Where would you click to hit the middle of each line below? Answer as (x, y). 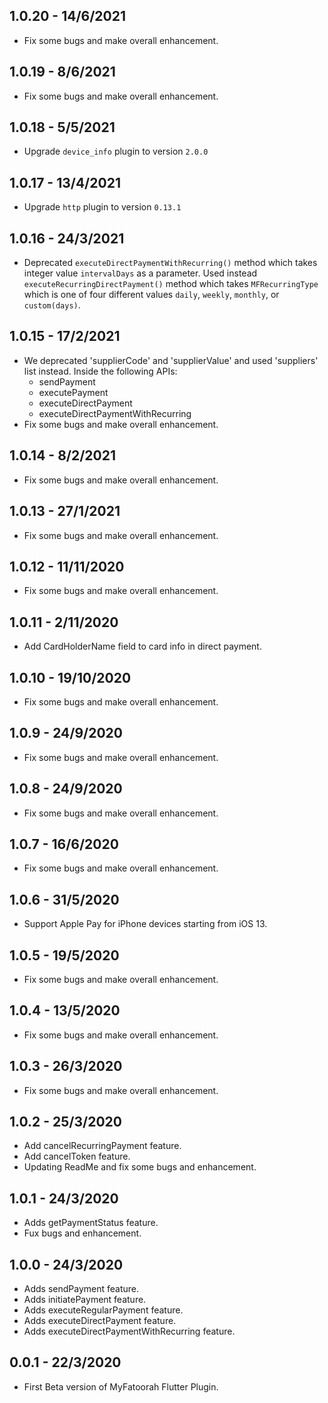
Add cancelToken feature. (77, 1156)
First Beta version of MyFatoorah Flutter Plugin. (121, 1386)
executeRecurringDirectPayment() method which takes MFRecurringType (171, 284)
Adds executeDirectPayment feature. (100, 1321)
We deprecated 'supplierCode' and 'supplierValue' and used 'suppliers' (171, 360)
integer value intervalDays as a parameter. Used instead (140, 273)
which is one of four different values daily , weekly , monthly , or (151, 295)
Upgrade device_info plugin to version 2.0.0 (116, 151)
